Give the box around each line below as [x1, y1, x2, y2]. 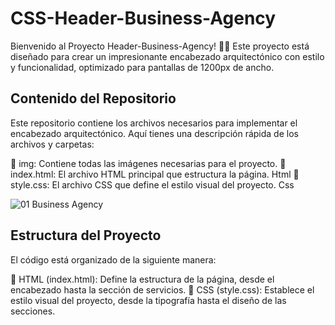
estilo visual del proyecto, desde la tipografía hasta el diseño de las [10, 294, 287, 306]
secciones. [10, 305, 56, 317]
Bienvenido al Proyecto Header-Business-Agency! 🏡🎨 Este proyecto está [10, 40, 310, 52]
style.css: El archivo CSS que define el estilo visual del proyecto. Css [10, 178, 295, 191]
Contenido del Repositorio [10, 90, 177, 107]
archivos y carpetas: [10, 138, 95, 150]
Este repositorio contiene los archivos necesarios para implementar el [10, 117, 298, 129]
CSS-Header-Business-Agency [10, 7, 277, 30]
